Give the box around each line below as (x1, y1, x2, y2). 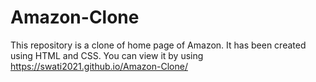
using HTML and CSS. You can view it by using (10, 49, 204, 61)
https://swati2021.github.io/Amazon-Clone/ (10, 60, 188, 72)
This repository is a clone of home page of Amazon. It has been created (10, 39, 307, 51)
